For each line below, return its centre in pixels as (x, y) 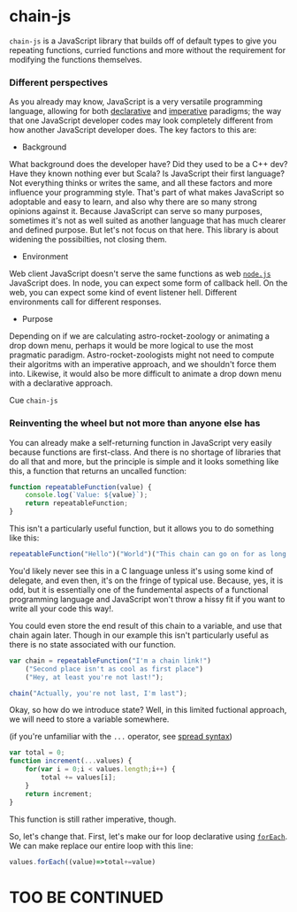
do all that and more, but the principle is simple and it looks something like (144, 461)
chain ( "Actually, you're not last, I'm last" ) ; (99, 693)
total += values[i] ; (79, 778)
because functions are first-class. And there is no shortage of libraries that (145, 452)
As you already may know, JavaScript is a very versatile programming (136, 102)
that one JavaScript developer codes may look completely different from (141, 120)
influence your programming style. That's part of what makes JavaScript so (147, 193)
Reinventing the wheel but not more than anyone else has (135, 424)
